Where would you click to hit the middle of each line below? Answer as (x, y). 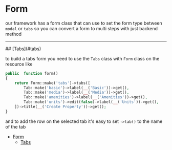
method (14, 34)
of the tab (16, 126)
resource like (19, 64)
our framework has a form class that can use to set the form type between (84, 23)
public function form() (32, 73)
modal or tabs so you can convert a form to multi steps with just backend (81, 28)
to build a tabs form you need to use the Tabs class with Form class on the (82, 58)
